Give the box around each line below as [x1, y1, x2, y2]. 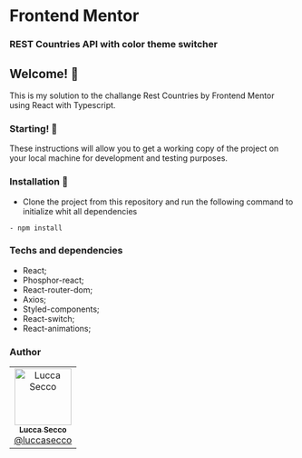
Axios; [22, 294, 47, 304]
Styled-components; [22, 304, 100, 314]
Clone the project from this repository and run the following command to [22, 196, 294, 207]
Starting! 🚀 [9, 122, 58, 134]
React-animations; [22, 323, 92, 334]
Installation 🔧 [9, 175, 69, 188]
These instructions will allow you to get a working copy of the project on [9, 143, 279, 154]
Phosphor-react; [22, 274, 84, 285]
